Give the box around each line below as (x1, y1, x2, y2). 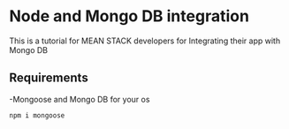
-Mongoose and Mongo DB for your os (9, 94, 150, 104)
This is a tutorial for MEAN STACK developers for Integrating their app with (9, 35, 281, 46)
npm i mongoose (9, 110, 65, 120)
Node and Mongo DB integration (9, 6, 250, 27)
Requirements (9, 71, 88, 86)
